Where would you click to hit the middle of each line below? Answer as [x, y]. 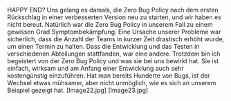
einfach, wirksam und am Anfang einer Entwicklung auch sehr [96, 68]
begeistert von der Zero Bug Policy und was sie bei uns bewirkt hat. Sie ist [113, 61]
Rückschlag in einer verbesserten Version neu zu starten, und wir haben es [114, 17]
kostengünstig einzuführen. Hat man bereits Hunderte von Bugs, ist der [109, 76]
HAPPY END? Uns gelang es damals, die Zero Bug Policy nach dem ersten [113, 10]
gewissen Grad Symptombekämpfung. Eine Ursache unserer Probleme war [114, 32]
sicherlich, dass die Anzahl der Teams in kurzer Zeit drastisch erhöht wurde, [116, 39]
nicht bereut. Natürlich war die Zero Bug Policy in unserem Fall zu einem [110, 24]
